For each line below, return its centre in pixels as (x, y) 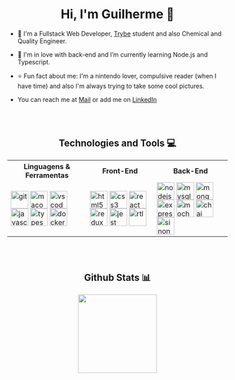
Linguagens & (47, 166)
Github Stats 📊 (117, 278)
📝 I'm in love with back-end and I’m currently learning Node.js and (113, 54)
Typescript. (34, 61)
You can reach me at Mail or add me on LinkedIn (87, 99)
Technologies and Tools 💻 (117, 144)
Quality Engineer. (42, 41)
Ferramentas (47, 175)
